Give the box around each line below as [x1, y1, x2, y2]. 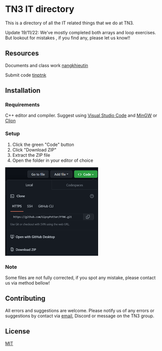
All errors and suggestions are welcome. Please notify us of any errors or [5, 307, 155, 313]
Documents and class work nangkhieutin [5, 62, 88, 68]
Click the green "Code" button [12, 141, 74, 147]
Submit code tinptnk [5, 72, 47, 78]
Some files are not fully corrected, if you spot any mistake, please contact [5, 275, 156, 281]
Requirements [5, 101, 40, 108]
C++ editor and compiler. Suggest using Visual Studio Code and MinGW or [5, 113, 158, 119]
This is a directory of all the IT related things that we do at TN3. [5, 20, 134, 26]
